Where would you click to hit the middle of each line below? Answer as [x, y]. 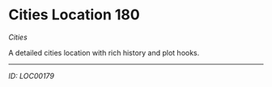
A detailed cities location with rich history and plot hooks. [104, 52]
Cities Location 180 [74, 15]
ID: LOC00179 [32, 76]
